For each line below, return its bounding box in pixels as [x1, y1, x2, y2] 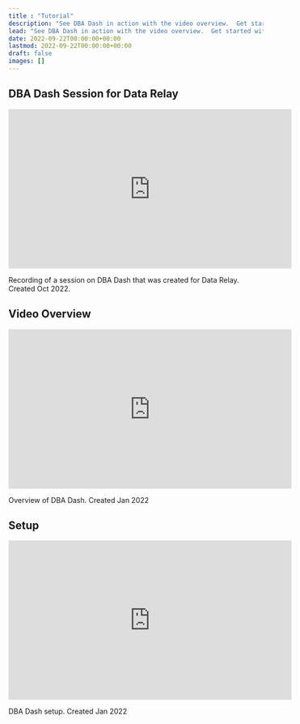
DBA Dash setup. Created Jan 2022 [8, 706, 128, 717]
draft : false [8, 49, 53, 57]
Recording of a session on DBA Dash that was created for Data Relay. [8, 275, 240, 284]
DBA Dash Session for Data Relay [8, 87, 180, 101]
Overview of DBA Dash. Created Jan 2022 [8, 495, 150, 505]
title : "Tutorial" [8, 11, 74, 20]
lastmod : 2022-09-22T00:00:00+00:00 [8, 42, 132, 50]
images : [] [8, 57, 45, 66]
